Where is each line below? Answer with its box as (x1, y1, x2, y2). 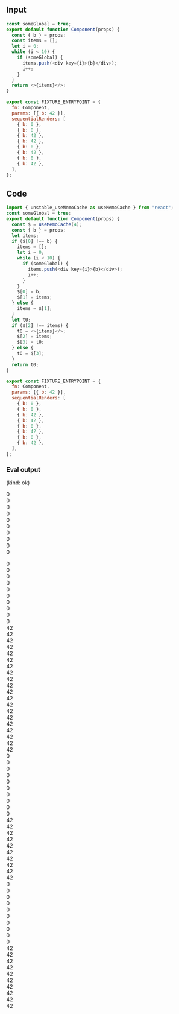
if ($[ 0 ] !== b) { (11, 238, 58, 244)
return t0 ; (11, 361, 39, 367)
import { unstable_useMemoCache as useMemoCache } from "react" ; (6, 204, 174, 211)
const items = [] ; (11, 37, 58, 44)
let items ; (11, 232, 39, 239)
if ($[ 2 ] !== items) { (11, 322, 69, 328)
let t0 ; (11, 317, 31, 323)
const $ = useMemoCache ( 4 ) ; (11, 221, 83, 227)
